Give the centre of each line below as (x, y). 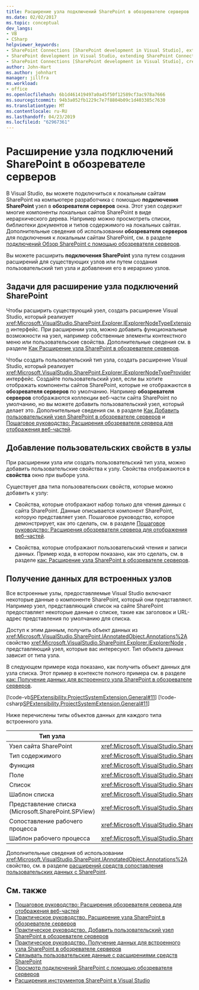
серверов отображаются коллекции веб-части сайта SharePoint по (92, 397)
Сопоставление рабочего (46, 821)
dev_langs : (20, 28)
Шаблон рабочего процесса (50, 838)
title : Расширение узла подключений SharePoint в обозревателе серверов (98, 12)
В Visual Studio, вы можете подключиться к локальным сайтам (86, 193)
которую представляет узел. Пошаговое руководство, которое (94, 517)
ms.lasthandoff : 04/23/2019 (41, 117)
